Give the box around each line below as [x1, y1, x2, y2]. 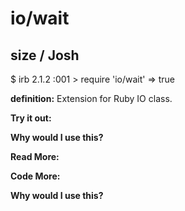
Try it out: [10, 112, 52, 124]
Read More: [10, 151, 60, 162]
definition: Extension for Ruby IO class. [10, 93, 173, 104]
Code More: [10, 170, 61, 182]
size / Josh [10, 47, 80, 64]
